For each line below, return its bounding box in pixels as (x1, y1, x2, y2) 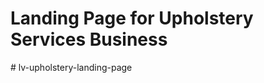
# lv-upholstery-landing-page (10, 61, 133, 73)
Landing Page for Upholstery (10, 7, 254, 30)
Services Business (10, 28, 168, 51)
